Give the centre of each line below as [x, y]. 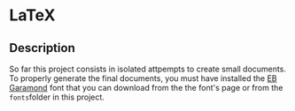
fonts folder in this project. [57, 97]
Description [42, 48]
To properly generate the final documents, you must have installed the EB [143, 78]
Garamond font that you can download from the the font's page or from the [146, 88]
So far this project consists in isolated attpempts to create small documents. [147, 69]
